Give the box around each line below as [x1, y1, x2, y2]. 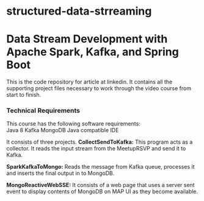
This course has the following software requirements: [6, 120, 140, 127]
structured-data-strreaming [6, 4, 152, 18]
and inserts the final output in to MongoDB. [6, 169, 115, 177]
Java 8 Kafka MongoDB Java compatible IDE [6, 127, 119, 134]
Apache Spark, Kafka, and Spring [6, 45, 179, 59]
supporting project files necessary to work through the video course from [6, 85, 191, 92]
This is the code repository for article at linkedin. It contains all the [6, 78, 173, 86]
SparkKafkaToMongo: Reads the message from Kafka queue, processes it [6, 163, 195, 171]
